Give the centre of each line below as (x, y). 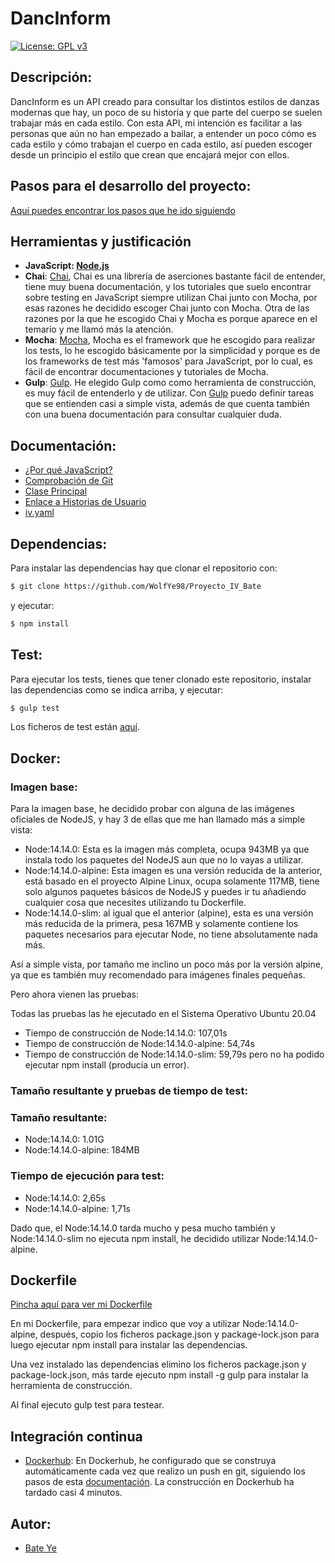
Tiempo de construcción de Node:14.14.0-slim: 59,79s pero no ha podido (174, 1054)
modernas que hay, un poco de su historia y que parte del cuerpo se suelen (166, 112)
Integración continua (76, 1436)
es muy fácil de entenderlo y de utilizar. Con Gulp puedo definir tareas (169, 393)
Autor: (31, 1523)
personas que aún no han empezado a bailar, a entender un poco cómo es (163, 133)
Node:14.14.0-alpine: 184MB (82, 1150)
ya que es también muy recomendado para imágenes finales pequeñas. (158, 975)
